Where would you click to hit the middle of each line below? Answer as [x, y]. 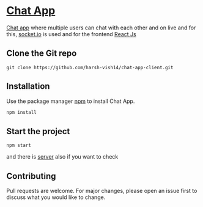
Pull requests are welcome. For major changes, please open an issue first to [102, 191]
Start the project [38, 131]
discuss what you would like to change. [56, 197]
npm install [21, 112]
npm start [19, 145]
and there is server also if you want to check [62, 157]
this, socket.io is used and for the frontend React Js [71, 34]
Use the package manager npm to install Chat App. [71, 101]
